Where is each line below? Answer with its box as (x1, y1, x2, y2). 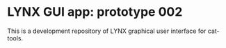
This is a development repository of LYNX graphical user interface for (7, 27, 207, 35)
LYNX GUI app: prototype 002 (7, 4, 183, 20)
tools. (7, 34, 24, 42)
